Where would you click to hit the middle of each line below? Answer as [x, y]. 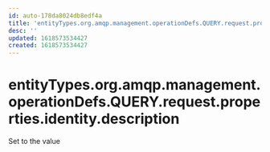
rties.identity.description [94, 119]
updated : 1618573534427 [48, 38]
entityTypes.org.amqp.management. [135, 85]
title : [19, 23]
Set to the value [34, 142]
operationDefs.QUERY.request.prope [135, 102]
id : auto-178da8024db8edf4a [55, 16]
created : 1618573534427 [48, 46]
